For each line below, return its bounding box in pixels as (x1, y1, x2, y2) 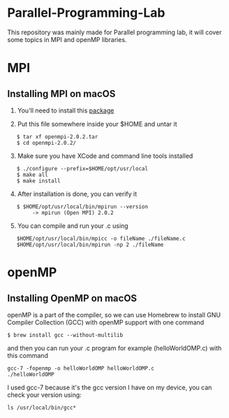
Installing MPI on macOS (7, 87, 116, 99)
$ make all (16, 171, 49, 178)
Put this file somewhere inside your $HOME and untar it (17, 120, 177, 128)
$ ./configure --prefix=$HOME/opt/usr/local (16, 165, 149, 172)
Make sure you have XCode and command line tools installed (17, 152, 193, 160)
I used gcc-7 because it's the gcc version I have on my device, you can (7, 383, 212, 391)
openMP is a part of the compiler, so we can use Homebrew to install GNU (7, 310, 221, 319)
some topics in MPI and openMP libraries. (7, 35, 127, 43)
